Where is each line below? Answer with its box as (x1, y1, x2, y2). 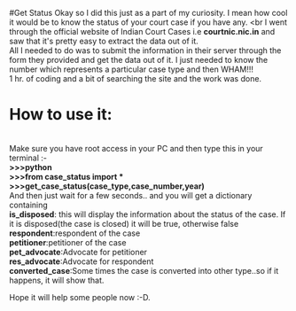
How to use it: (9, 105, 113, 125)
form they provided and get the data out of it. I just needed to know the (9, 55, 269, 65)
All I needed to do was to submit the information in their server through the (9, 45, 282, 56)
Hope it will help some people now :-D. (9, 292, 151, 302)
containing (9, 199, 49, 210)
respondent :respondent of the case (9, 228, 141, 238)
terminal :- (9, 152, 47, 163)
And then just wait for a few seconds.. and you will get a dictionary (9, 190, 253, 200)
